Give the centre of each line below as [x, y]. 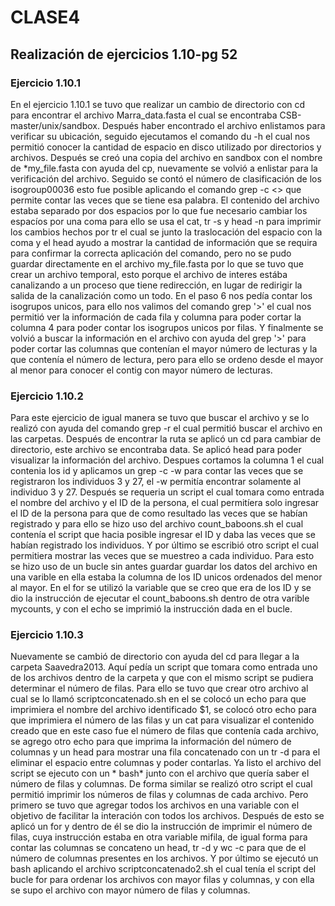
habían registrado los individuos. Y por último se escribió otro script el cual [164, 545]
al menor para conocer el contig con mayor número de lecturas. [141, 370]
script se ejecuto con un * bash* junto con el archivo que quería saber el [160, 773]
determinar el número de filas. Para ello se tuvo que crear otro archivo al [159, 688]
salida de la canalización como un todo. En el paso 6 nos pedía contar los [161, 295]
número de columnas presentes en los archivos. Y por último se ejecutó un [164, 858]
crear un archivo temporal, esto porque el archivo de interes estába [149, 274]
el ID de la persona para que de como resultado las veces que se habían [159, 513]
